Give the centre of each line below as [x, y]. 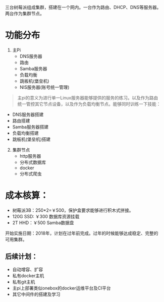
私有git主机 [24, 282]
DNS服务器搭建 [28, 114]
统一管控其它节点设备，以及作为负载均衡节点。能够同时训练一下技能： [89, 104]
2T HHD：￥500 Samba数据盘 [43, 223]
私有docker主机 [28, 275]
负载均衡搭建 [25, 133]
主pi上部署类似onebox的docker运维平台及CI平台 [61, 288]
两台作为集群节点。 [25, 13]
